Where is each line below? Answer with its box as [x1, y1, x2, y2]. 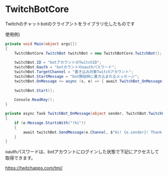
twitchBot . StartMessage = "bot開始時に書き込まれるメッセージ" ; [14, 74, 139, 79]
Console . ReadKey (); [14, 97, 55, 102]
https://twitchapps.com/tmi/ [5, 165, 63, 171]
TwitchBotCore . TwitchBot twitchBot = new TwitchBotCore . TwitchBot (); [14, 51, 162, 56]
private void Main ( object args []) [5, 41, 77, 46]
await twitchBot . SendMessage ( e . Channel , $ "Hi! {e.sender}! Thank [23, 129, 162, 135]
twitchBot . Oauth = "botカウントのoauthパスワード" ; [14, 65, 116, 70]
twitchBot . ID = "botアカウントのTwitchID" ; [14, 60, 101, 65]
